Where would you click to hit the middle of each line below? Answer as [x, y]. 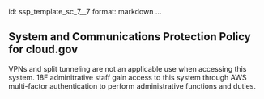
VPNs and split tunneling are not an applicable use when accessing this [128, 68]
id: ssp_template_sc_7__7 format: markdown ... [85, 12]
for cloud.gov [43, 49]
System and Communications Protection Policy [130, 37]
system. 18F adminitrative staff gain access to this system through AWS [128, 77]
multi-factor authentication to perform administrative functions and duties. [132, 86]
